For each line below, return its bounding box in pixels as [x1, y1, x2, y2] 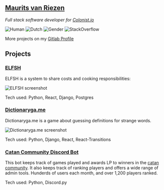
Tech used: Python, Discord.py [5, 180, 67, 186]
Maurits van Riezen [5, 4, 65, 12]
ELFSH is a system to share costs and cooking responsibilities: [5, 76, 131, 81]
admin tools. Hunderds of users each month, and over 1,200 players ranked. [5, 170, 158, 176]
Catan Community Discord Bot [5, 149, 79, 155]
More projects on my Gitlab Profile [5, 36, 74, 41]
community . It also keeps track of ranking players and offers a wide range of [5, 165, 159, 171]
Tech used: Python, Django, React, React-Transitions [5, 136, 111, 142]
